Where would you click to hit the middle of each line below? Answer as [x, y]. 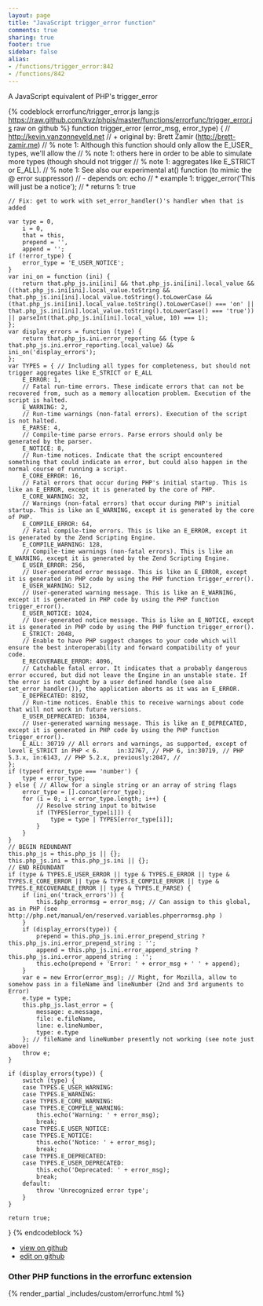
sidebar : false [33, 52]
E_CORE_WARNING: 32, [56, 496]
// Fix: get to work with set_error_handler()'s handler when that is [126, 201]
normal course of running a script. [68, 469]
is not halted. [33, 421]
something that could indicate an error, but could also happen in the [128, 462]
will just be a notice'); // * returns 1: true [72, 186]
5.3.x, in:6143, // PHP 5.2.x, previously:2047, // [94, 757]
